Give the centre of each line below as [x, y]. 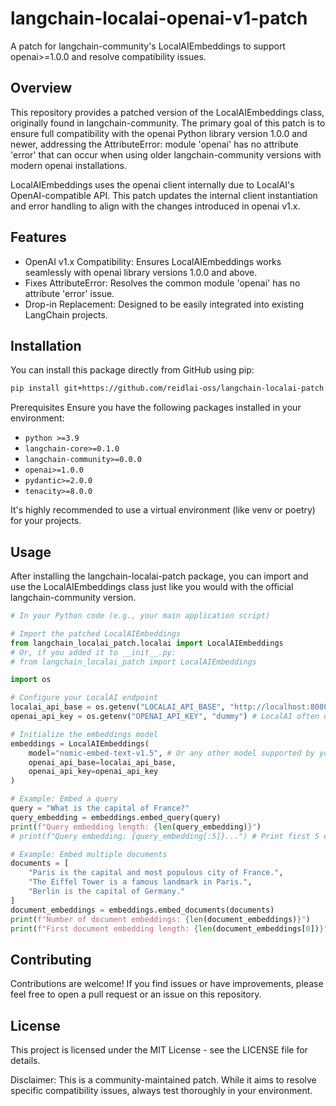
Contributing [51, 959]
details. [25, 1061]
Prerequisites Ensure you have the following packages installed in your [156, 408]
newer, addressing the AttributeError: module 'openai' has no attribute [154, 144]
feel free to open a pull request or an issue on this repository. [136, 994]
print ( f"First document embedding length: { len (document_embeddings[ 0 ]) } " [169, 928]
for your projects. [46, 521]
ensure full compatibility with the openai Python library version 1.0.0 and [159, 133]
